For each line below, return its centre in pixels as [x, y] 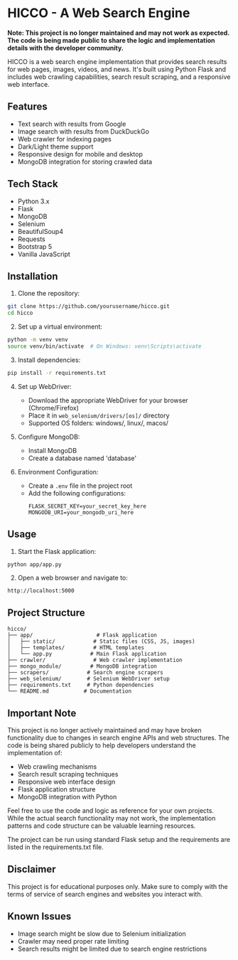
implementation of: [35, 753]
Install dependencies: [49, 360]
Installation [33, 276]
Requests [31, 239]
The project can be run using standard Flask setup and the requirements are [119, 840]
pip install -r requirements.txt [57, 373]
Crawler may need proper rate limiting [73, 941]
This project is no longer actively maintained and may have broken [104, 730]
